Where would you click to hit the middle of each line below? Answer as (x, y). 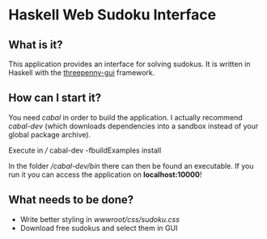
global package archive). (50, 134)
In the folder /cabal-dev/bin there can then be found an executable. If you (131, 166)
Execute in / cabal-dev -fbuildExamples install (85, 150)
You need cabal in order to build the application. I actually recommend (125, 117)
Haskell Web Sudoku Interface (112, 15)
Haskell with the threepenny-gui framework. (82, 73)
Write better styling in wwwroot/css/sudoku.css (100, 219)
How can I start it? (55, 98)
